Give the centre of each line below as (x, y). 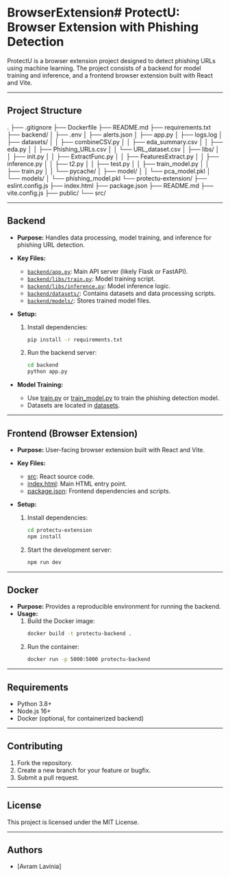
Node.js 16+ (34, 711)
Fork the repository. (45, 762)
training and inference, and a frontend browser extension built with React (110, 75)
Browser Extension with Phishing (103, 27)
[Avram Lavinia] (39, 867)
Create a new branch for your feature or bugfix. (84, 770)
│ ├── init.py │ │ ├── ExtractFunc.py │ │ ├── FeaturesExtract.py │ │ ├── (113, 156)
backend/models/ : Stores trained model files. (89, 301)
